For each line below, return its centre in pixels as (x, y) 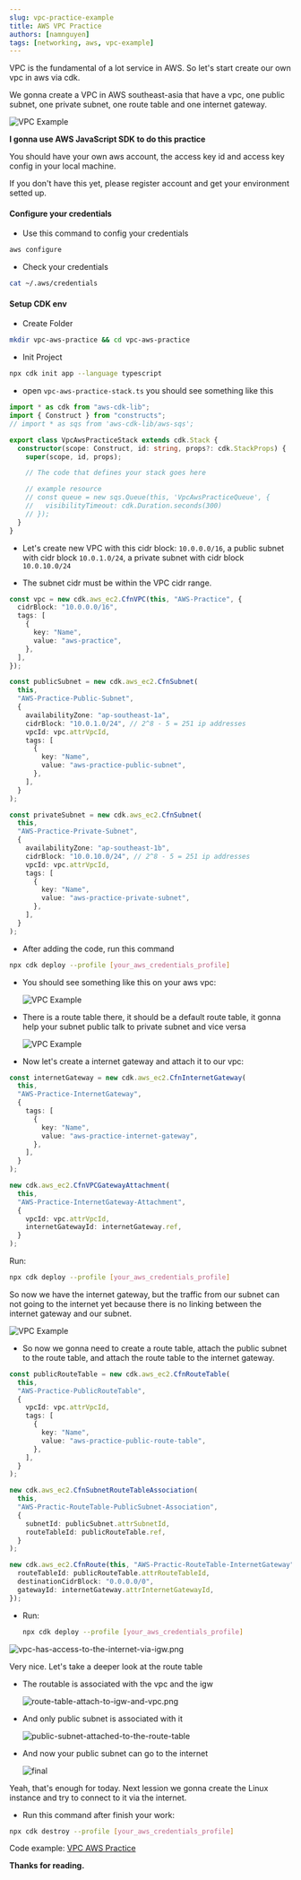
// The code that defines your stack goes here (116, 473)
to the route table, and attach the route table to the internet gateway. (148, 1357)
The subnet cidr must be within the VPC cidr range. (117, 583)
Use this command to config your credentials (105, 233)
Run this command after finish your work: (98, 1815)
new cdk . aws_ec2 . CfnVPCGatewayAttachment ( (90, 1186)
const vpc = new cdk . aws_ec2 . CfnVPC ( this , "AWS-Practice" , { (126, 599)
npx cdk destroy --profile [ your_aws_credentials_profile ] (122, 1831)
